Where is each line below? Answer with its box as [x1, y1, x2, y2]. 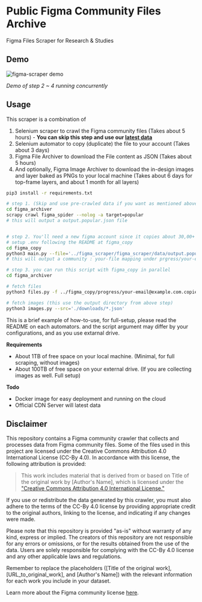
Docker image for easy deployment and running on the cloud [14, 395, 166, 402]
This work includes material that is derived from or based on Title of [20, 472, 189, 479]
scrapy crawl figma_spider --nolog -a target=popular [6, 212, 144, 218]
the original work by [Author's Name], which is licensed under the [20, 479, 184, 486]
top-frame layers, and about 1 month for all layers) [14, 178, 139, 185]
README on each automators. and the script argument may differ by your [6, 323, 188, 330]
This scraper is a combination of [6, 116, 86, 123]
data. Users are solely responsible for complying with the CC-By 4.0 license [6, 547, 194, 554]
